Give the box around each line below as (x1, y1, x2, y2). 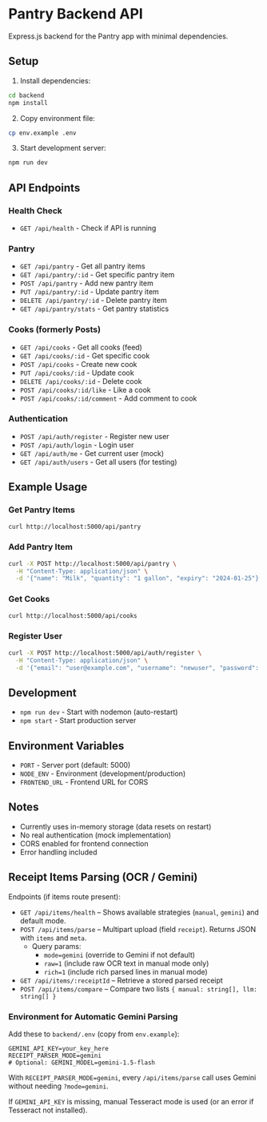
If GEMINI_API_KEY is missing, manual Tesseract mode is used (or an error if (8, 1096, 254, 1106)
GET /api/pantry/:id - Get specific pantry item (19, 270, 175, 280)
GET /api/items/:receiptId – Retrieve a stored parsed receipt (19, 975, 224, 985)
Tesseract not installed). (8, 1105, 88, 1115)
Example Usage (8, 480, 88, 494)
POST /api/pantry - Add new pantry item (19, 278, 153, 289)
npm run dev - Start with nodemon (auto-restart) (19, 707, 178, 717)
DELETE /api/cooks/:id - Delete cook (19, 376, 142, 385)
